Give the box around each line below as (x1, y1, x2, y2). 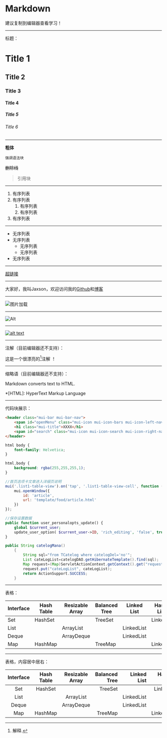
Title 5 (5, 111, 19, 117)
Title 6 (5, 124, 18, 130)
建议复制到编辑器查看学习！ (5, 20, 62, 26)
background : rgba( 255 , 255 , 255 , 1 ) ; (14, 466, 85, 471)
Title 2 (5, 73, 25, 81)
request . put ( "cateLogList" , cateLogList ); (23, 566, 112, 572)
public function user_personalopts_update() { (5, 520, 103, 525)
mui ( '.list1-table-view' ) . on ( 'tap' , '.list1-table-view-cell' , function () (5, 484, 166, 489)
